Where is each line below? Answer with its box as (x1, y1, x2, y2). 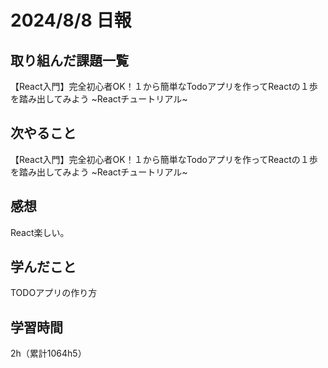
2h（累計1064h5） (10, 347, 87, 360)
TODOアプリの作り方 (10, 287, 98, 299)
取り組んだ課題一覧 (10, 52, 129, 69)
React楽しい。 (10, 226, 70, 238)
